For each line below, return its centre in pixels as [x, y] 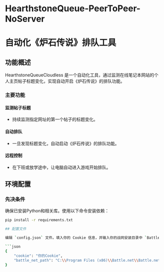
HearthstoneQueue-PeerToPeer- [73, 9]
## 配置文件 [16, 229]
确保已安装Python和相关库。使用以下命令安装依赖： [57, 211]
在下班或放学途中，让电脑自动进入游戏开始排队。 [61, 167]
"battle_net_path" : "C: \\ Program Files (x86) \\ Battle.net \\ [76, 260]
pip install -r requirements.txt [39, 220]
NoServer [25, 19]
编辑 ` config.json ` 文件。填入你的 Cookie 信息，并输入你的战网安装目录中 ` [76, 238]
